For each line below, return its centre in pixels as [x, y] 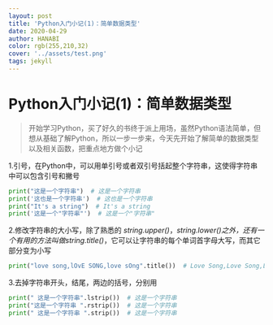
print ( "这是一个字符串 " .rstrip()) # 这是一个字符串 [93, 305]
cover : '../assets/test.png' [58, 54]
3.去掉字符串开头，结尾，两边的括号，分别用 [83, 283]
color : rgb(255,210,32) [49, 46]
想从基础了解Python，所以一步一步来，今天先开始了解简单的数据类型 [143, 138]
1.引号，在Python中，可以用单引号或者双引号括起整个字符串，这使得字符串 [133, 165]
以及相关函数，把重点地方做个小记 [85, 148]
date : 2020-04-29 [38, 31]
